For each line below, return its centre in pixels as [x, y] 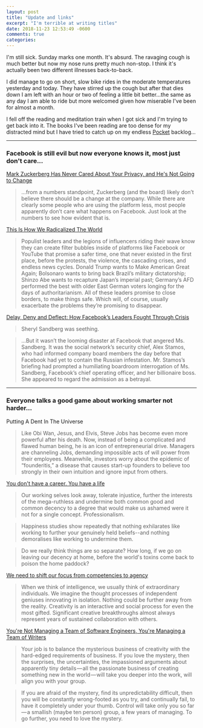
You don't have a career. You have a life [56, 483]
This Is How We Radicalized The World [54, 230]
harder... [19, 408]
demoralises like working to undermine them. [77, 539]
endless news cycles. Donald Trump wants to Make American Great [105, 267]
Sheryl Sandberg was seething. [60, 329]
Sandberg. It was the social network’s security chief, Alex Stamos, [103, 347]
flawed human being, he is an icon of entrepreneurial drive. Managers [108, 446]
